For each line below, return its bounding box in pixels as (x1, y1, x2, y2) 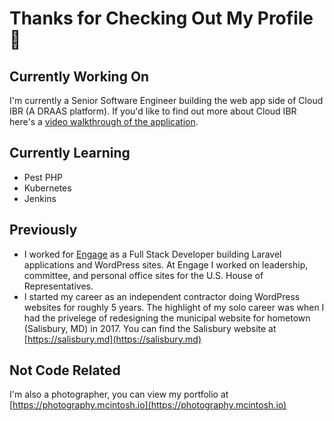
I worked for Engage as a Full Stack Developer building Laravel (23, 248, 282, 260)
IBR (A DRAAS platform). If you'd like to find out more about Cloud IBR (9, 105, 297, 117)
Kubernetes (23, 182, 72, 194)
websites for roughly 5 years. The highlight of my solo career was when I (23, 301, 325, 313)
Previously (9, 222, 78, 239)
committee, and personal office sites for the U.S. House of (23, 269, 264, 281)
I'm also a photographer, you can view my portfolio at (9, 388, 229, 401)
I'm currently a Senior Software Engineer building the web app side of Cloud (9, 95, 324, 106)
